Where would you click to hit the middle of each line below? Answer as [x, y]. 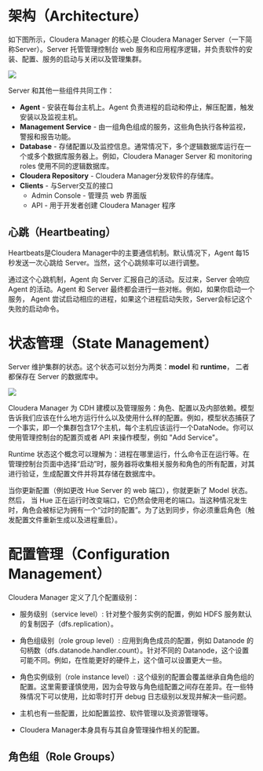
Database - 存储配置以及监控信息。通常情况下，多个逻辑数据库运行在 [132, 146]
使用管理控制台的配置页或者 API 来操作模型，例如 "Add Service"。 [115, 437]
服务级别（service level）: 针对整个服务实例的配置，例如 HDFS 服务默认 [136, 614]
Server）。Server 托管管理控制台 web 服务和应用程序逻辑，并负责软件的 [130, 49]
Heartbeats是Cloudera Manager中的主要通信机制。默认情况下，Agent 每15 [129, 253]
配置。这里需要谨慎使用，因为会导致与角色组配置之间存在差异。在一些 [133, 686]
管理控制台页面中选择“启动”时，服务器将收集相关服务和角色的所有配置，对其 [131, 463]
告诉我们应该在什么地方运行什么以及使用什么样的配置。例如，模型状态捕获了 [132, 418]
